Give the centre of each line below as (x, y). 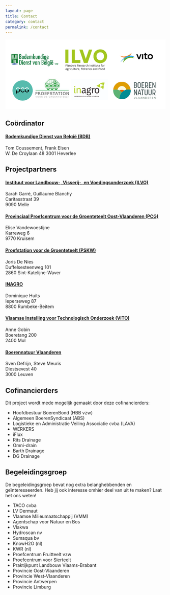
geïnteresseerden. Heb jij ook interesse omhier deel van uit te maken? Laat (83, 490)
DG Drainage (26, 456)
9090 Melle (17, 205)
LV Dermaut (25, 511)
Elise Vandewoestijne (27, 228)
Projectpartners (31, 169)
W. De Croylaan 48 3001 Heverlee (41, 153)
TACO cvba (24, 505)
